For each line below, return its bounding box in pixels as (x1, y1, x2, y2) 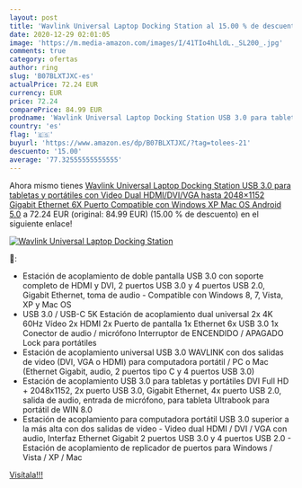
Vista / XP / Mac (22, 451, 83, 463)
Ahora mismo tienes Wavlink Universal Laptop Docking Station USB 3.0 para (9, 180, 292, 191)
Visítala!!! (9, 469, 43, 480)
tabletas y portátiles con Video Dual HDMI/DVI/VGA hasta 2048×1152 (9, 190, 265, 200)
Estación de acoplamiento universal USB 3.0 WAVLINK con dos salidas (22, 347, 285, 358)
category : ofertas (9, 55, 78, 64)
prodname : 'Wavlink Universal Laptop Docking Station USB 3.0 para (9, 113, 268, 122)
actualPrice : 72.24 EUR (9, 80, 99, 89)
